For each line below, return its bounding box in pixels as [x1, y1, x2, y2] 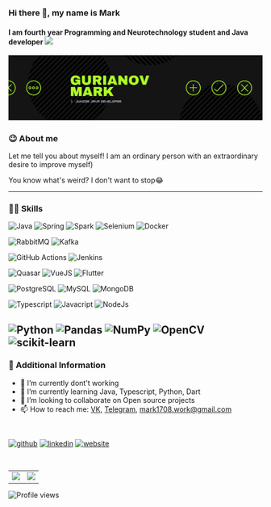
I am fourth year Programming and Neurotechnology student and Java [8, 27, 248, 37]
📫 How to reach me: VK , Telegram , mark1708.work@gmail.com [19, 404, 232, 414]
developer [8, 36, 44, 47]
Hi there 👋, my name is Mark [8, 7, 121, 19]
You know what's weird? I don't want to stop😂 [8, 175, 164, 185]
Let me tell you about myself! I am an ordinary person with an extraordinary [8, 151, 258, 161]
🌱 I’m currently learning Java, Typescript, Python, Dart [19, 387, 201, 396]
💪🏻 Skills [8, 203, 44, 214]
